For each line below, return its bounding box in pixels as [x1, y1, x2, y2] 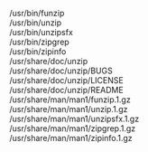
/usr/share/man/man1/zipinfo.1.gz [9, 133, 133, 143]
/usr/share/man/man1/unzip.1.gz [9, 104, 128, 114]
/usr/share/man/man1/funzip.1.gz [9, 94, 131, 105]
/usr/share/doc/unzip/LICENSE [9, 75, 124, 85]
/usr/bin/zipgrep [9, 36, 69, 47]
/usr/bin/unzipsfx [9, 27, 74, 37]
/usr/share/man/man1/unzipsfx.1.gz [9, 113, 140, 124]
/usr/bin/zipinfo [9, 46, 67, 57]
